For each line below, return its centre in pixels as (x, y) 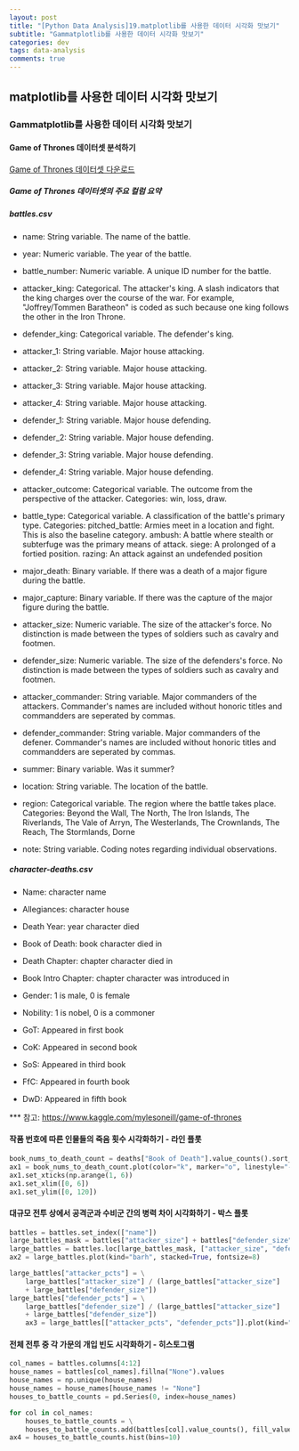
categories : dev (39, 42)
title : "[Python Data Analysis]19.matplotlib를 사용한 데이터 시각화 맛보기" (145, 26)
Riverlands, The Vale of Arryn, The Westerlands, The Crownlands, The (151, 822)
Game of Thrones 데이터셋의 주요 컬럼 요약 (85, 191)
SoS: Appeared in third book (74, 1064)
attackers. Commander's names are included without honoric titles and (152, 706)
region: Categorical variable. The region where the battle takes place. (149, 803)
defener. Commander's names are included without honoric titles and (149, 742)
